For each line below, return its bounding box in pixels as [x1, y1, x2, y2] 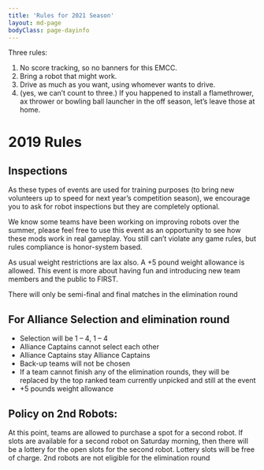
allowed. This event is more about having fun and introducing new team [8, 266, 240, 276]
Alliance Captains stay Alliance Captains [19, 351, 151, 360]
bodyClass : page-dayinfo [8, 26, 90, 34]
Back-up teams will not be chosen [19, 359, 131, 368]
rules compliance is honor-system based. [8, 243, 143, 252]
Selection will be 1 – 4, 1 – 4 [19, 333, 109, 344]
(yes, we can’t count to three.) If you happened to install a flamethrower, [19, 88, 255, 98]
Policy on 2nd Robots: [8, 407, 118, 420]
